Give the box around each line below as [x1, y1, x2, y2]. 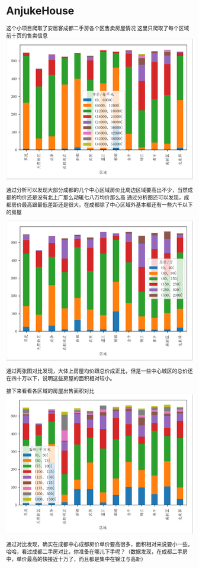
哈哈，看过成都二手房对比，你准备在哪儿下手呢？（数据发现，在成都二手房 [6, 548, 188, 555]
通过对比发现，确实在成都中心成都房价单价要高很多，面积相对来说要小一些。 [6, 541, 193, 548]
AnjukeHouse [6, 4, 75, 18]
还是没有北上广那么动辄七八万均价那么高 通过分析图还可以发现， [26, 194, 184, 201]
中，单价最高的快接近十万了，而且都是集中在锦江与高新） [6, 556, 146, 563]
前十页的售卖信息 [6, 31, 48, 39]
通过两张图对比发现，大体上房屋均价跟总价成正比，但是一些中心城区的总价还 [6, 367, 193, 374]
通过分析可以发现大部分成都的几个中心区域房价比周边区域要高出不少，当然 [6, 186, 188, 193]
